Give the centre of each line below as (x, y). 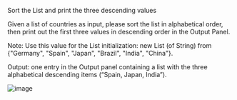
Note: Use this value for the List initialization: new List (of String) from (110, 45)
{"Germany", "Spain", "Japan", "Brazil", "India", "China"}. (90, 53)
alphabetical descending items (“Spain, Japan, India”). (87, 75)
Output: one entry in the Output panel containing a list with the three (108, 67)
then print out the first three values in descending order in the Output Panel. (119, 32)
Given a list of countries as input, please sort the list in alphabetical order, (115, 24)
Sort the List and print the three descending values (82, 10)
